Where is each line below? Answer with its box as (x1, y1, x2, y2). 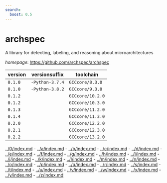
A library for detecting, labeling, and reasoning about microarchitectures (5, 50, 154, 56)
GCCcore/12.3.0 (69, 127, 105, 133)
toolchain (75, 71, 99, 78)
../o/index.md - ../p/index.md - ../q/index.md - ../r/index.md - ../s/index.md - (5, 162, 161, 168)
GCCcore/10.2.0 (69, 93, 105, 99)
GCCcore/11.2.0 (69, 107, 105, 112)
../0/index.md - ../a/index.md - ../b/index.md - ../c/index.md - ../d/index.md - (5, 146, 163, 152)
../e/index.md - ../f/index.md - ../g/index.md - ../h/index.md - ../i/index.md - (5, 151, 160, 157)
